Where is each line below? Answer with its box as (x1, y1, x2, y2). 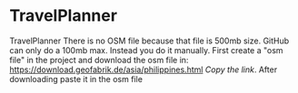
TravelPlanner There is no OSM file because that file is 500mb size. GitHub (9, 35, 290, 46)
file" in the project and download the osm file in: (9, 54, 189, 65)
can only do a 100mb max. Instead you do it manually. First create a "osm (9, 44, 283, 55)
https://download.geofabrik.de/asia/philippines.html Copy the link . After (9, 64, 278, 75)
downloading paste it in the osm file (9, 73, 144, 84)
